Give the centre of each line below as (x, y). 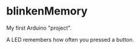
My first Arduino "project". (39, 28)
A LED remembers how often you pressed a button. (70, 39)
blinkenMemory (47, 11)
